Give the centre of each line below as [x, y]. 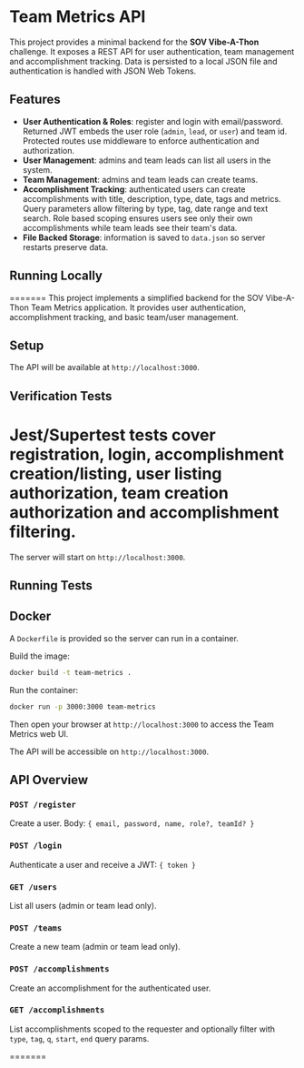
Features [35, 100]
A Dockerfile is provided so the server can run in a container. [124, 638]
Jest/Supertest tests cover [113, 435]
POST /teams [36, 928]
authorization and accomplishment [144, 512]
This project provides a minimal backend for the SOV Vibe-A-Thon [134, 42]
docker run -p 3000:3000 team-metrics [83, 707]
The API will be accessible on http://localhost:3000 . [109, 751]
